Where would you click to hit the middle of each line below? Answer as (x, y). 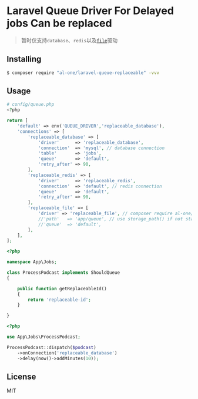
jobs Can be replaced (59, 23)
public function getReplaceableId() (62, 289)
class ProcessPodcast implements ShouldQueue (63, 273)
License (21, 376)
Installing (24, 59)
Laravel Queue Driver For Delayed (90, 11)
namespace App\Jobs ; (32, 262)
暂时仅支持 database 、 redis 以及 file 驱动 (69, 40)
